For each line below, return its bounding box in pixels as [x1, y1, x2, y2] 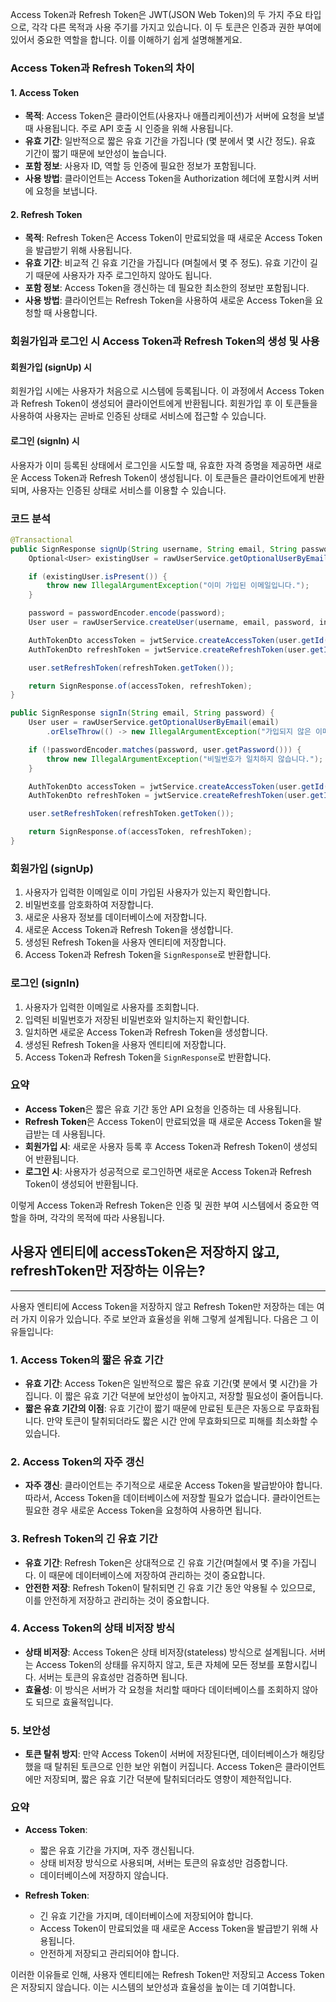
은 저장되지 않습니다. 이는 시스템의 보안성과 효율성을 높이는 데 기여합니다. [10, 1981, 296, 1993]
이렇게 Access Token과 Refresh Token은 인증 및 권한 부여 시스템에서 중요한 [10, 1199, 309, 1211]
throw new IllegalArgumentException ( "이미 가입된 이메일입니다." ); [46, 581, 310, 591]
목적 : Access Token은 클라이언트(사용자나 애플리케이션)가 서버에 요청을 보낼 [24, 110, 325, 122]
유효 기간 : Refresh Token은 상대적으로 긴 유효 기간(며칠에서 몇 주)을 [24, 1556, 291, 1568]
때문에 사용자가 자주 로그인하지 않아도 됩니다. [35, 269, 212, 282]
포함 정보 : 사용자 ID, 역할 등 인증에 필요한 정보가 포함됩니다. [24, 160, 257, 172]
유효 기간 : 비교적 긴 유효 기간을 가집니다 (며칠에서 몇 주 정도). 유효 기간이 [24, 257, 308, 269]
